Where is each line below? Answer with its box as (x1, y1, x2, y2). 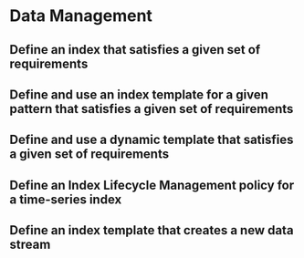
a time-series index (9, 191, 122, 207)
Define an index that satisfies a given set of (9, 42, 261, 57)
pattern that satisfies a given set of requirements (9, 101, 294, 117)
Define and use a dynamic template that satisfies (9, 132, 294, 148)
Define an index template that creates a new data (9, 222, 294, 238)
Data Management (9, 5, 153, 26)
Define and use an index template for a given (9, 87, 269, 102)
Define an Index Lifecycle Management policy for (9, 177, 295, 192)
